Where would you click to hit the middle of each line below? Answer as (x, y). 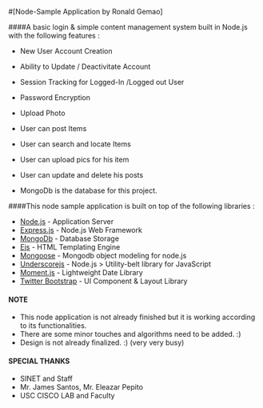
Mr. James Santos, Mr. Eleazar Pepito (82, 387)
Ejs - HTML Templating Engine (70, 247)
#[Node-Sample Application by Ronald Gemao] (86, 12)
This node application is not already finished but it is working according (137, 317)
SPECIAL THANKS (39, 361)
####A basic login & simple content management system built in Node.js (128, 27)
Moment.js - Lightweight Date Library (82, 272)
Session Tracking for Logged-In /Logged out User (102, 82)
